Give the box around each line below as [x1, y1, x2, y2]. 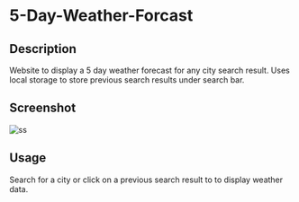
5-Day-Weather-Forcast [9, 5, 194, 26]
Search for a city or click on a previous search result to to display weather [9, 174, 284, 185]
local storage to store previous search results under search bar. [9, 75, 245, 85]
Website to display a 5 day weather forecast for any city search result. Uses [9, 65, 290, 75]
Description [9, 41, 77, 57]
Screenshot [9, 101, 77, 116]
